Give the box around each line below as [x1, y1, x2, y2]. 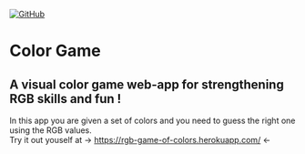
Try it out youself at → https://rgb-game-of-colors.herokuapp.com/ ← [9, 135, 271, 145]
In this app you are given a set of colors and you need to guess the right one [9, 115, 296, 126]
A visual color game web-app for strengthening [9, 77, 284, 92]
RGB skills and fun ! [9, 91, 122, 107]
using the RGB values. [9, 125, 93, 136]
